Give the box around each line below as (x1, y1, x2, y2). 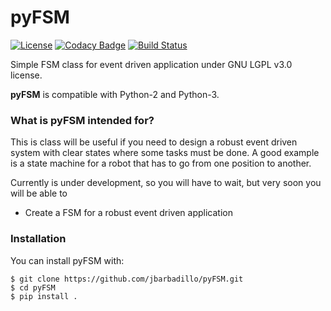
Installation (10, 232, 67, 246)
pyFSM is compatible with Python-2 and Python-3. (10, 88, 220, 100)
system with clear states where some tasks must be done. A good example (10, 147, 320, 159)
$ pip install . (10, 291, 78, 301)
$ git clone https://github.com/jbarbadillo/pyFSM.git (10, 274, 244, 284)
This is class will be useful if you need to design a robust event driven (10, 136, 298, 148)
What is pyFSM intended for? (10, 113, 155, 127)
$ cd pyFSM (10, 282, 56, 293)
